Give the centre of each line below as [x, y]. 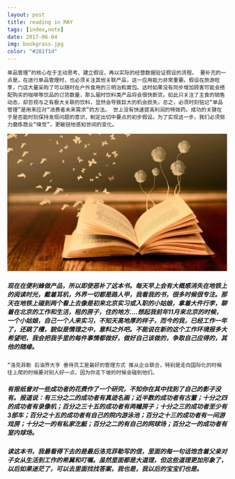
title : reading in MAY [40, 22]
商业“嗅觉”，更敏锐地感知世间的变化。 [70, 125]
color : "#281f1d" [32, 52]
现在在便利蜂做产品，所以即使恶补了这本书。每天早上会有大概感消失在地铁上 [117, 285]
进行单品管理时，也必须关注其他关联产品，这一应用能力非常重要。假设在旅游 [121, 80]
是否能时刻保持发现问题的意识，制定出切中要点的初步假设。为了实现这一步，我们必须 [116, 117]
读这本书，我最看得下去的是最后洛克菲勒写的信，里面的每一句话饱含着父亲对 [117, 451]
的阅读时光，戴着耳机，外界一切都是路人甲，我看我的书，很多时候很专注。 [114, 294]
